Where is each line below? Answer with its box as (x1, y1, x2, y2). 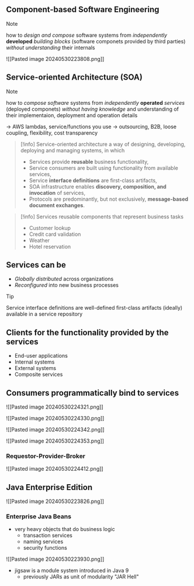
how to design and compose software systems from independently (6, 32, 168, 39)
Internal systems (14, 358, 55, 365)
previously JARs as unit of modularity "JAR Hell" (23, 573, 139, 580)
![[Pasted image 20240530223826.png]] (6, 498, 104, 505)
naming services (23, 538, 64, 545)
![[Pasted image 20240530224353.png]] (6, 437, 104, 444)
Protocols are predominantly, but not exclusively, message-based (29, 196, 189, 203)
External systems (14, 365, 57, 372)
